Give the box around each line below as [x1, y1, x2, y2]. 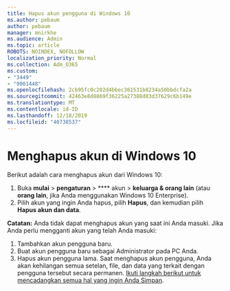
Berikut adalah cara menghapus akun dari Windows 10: [7, 171, 163, 179]
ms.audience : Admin [7, 36, 63, 43]
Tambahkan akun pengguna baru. [16, 240, 113, 248]
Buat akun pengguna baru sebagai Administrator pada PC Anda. [16, 247, 199, 255]
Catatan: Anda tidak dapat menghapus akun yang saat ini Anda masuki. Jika [7, 219, 224, 227]
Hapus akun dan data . [16, 206, 81, 214]
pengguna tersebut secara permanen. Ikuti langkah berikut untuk [16, 269, 201, 277]
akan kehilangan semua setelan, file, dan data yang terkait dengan [16, 261, 205, 270]
